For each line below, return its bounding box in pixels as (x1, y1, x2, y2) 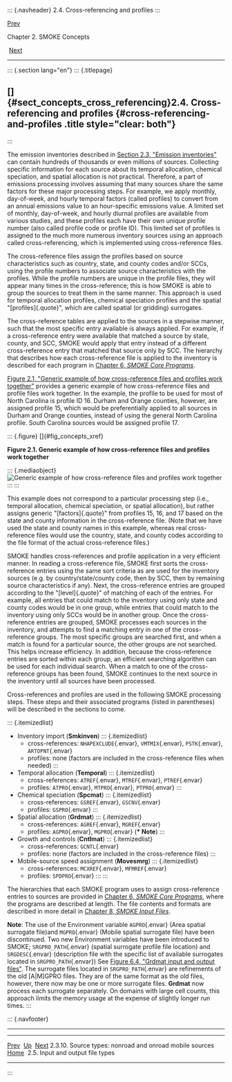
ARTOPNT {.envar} (27, 746, 72, 755)
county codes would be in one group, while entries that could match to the (7, 603, 220, 611)
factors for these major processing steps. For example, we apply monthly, (7, 187, 217, 195)
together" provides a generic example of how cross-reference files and (7, 381, 210, 390)
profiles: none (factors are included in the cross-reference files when (27, 754, 224, 762)
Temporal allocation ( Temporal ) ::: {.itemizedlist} (17, 768, 155, 777)
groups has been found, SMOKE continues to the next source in (36, 669, 217, 678)
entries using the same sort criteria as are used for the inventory (36, 566, 220, 575)
